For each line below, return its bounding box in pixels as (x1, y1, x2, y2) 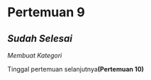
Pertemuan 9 (7, 4, 85, 21)
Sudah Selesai (7, 33, 73, 45)
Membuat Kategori (7, 51, 62, 59)
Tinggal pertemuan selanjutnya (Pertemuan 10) (7, 65, 144, 73)
